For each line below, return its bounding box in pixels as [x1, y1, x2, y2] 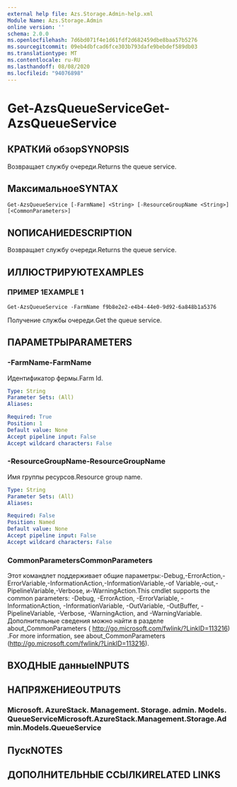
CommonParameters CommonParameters [7, 555, 154, 565]
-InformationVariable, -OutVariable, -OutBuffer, [62, 601, 200, 610]
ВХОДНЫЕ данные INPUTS [7, 659, 129, 672]
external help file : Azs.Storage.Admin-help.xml [7, 10, 154, 18]
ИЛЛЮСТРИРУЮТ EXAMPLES [7, 266, 144, 278]
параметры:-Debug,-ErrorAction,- [125, 572, 226, 580]
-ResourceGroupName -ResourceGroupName [7, 456, 166, 466]
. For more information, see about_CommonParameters [7, 632, 166, 640]
